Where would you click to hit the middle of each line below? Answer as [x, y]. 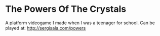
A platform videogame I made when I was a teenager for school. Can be [80, 23]
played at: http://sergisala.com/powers [46, 28]
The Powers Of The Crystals [66, 9]
